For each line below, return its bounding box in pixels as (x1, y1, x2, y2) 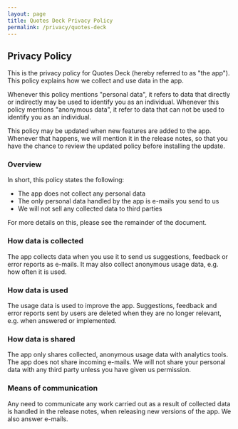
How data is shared (7, 334, 76, 344)
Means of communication (7, 383, 98, 393)
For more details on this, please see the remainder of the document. (7, 218, 207, 227)
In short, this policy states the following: (7, 176, 125, 184)
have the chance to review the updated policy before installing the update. (7, 142, 226, 150)
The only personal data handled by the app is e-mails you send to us (17, 197, 219, 206)
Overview (7, 159, 42, 169)
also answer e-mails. (7, 414, 69, 423)
